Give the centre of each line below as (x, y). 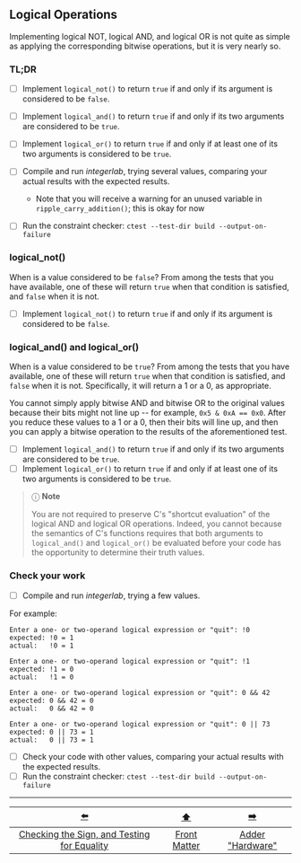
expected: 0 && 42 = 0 (52, 700)
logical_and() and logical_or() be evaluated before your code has (156, 543)
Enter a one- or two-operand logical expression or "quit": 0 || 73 (140, 724)
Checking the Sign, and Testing (84, 834)
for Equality (85, 845)
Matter (186, 845)
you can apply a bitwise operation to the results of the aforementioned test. (148, 432)
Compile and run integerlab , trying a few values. (111, 595)
